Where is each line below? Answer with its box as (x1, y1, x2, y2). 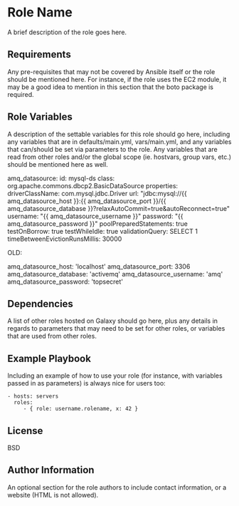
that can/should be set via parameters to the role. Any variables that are (7, 145, 218, 153)
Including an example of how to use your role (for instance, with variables (7, 371, 223, 380)
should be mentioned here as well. (7, 160, 108, 168)
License (7, 425, 43, 437)
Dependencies (7, 297, 73, 310)
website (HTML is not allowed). (7, 490, 99, 499)
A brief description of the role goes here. (7, 28, 127, 36)
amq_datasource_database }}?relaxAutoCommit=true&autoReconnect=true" (7, 204, 230, 212)
